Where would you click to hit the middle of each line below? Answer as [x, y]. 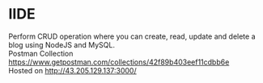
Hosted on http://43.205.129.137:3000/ [72, 70]
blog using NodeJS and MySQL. [62, 44]
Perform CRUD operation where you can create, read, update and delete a [132, 36]
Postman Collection [41, 53]
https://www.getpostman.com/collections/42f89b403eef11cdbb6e [119, 62]
